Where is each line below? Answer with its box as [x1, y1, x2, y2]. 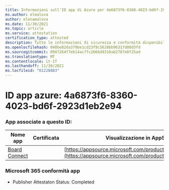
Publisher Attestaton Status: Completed [12, 179, 95, 185]
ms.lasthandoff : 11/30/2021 [5, 63, 64, 68]
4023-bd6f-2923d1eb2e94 [5, 101, 122, 112]
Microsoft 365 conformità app [5, 167, 80, 174]
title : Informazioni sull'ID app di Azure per [5, 7, 105, 13]
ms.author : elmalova [5, 12, 49, 17]
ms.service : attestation [5, 31, 57, 36]
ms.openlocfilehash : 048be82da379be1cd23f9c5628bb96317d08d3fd [5, 45, 141, 50]
